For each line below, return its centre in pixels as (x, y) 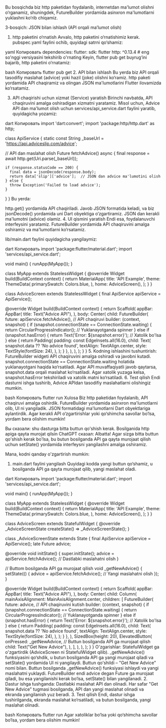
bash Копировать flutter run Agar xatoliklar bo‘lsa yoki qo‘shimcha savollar (81, 715)
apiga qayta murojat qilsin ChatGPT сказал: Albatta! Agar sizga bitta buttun (82, 434)
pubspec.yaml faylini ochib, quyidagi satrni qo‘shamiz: (67, 42)
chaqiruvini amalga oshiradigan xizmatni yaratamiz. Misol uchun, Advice (86, 103)
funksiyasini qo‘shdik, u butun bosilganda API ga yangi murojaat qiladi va (79, 657)
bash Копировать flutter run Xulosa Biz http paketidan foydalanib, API (77, 398)
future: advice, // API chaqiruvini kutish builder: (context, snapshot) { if (77, 604)
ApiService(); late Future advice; (38, 544)
